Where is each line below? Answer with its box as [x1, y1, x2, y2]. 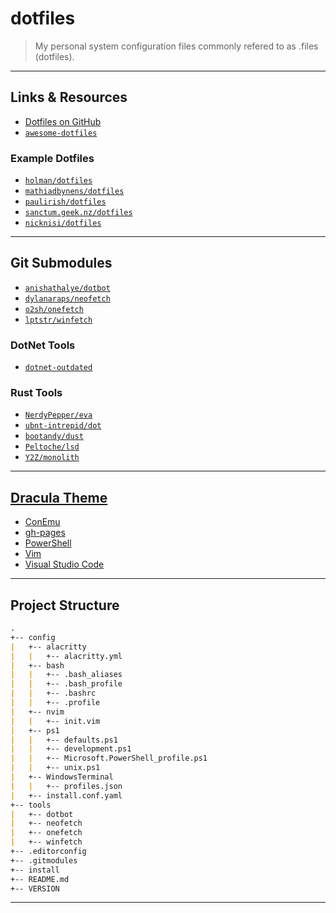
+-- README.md [10, 874, 70, 884]
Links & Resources [10, 89, 128, 106]
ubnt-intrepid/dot [24, 421, 102, 431]
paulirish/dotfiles [24, 197, 107, 207]
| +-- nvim [10, 707, 65, 717]
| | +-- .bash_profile [10, 679, 123, 689]
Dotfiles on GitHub [24, 115, 102, 127]
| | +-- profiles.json [10, 781, 123, 791]
